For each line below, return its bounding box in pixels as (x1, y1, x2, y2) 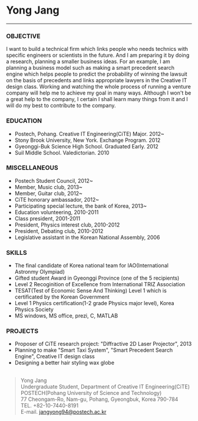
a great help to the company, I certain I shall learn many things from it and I (6, 96, 188, 103)
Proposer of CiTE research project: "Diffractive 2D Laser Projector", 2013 (14, 341, 192, 348)
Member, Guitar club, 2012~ (14, 190, 82, 197)
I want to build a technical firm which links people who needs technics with (6, 46, 189, 53)
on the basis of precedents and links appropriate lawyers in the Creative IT (6, 77, 187, 84)
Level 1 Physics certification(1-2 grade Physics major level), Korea (14, 300, 174, 307)
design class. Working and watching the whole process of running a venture (6, 83, 192, 90)
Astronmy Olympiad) (14, 268, 65, 276)
